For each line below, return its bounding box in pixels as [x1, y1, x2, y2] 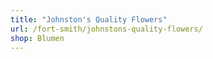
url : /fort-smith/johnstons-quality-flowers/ [10, 24, 203, 34]
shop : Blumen [10, 33, 65, 43]
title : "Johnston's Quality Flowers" [10, 14, 168, 25]
